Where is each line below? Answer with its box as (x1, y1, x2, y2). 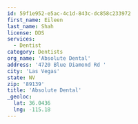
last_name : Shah (7, 23, 54, 30)
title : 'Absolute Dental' (7, 87, 81, 94)
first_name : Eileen (7, 17, 63, 23)
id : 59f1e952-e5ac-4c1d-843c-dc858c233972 (7, 10, 131, 17)
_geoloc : (7, 94, 32, 101)
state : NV (7, 74, 36, 81)
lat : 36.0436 (13, 100, 51, 107)
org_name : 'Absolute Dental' (7, 55, 91, 62)
